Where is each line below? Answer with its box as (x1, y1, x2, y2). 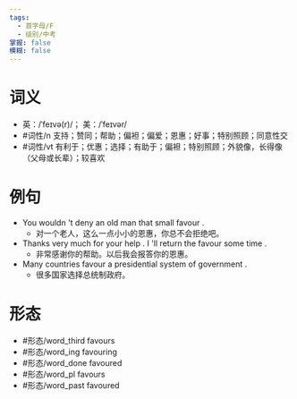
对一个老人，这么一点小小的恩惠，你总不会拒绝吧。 (35, 228, 225, 238)
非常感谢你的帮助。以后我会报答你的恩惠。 (35, 249, 193, 259)
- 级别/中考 (17, 30, 56, 38)
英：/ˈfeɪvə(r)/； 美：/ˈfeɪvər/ (21, 119, 128, 130)
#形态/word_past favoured (21, 379, 120, 390)
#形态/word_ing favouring (21, 346, 118, 357)
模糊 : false (9, 47, 51, 55)
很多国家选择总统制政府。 (35, 269, 131, 280)
